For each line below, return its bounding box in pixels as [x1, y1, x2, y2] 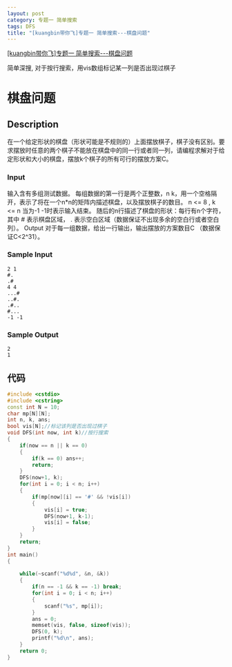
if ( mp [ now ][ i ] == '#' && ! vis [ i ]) [32, 493, 131, 501]
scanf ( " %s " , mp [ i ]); [43, 602, 104, 610]
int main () [7, 551, 39, 558]
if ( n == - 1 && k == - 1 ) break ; [32, 583, 122, 590]
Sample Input [7, 250, 53, 260]
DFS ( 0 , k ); [32, 628, 64, 635]
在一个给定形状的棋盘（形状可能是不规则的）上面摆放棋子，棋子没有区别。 [7, 137, 219, 146]
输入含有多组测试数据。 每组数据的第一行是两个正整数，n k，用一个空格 [7, 189, 211, 197]
